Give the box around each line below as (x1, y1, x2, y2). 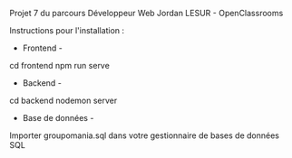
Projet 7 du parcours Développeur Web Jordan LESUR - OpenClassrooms (9, 8, 284, 18)
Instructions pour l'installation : (9, 25, 125, 35)
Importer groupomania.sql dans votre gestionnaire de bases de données (9, 130, 279, 141)
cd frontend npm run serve (9, 60, 111, 70)
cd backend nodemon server (9, 95, 118, 106)
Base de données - (22, 113, 94, 123)
